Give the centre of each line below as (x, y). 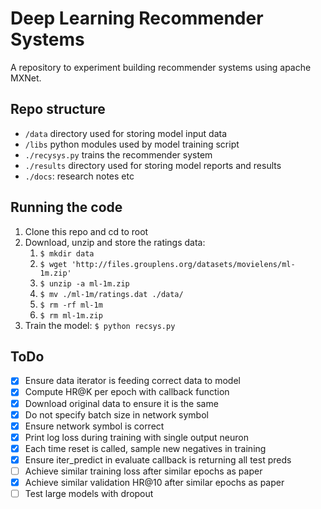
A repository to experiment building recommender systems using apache (161, 67)
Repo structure (58, 109)
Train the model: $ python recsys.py (100, 325)
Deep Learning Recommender (137, 18)
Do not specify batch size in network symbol (116, 414)
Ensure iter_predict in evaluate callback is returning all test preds (158, 459)
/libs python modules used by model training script (132, 144)
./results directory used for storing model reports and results (153, 165)
